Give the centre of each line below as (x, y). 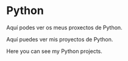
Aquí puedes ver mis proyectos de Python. (60, 39)
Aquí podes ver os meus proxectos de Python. (65, 27)
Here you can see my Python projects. (54, 51)
